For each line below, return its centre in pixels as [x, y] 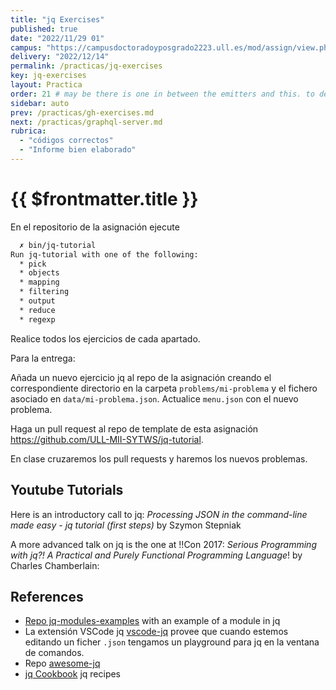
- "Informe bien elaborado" [78, 150]
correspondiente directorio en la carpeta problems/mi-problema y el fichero [164, 388]
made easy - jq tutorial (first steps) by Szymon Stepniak [126, 525]
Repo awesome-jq [62, 663]
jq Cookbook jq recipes [73, 674]
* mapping [39, 282]
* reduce [37, 310]
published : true [44, 29]
